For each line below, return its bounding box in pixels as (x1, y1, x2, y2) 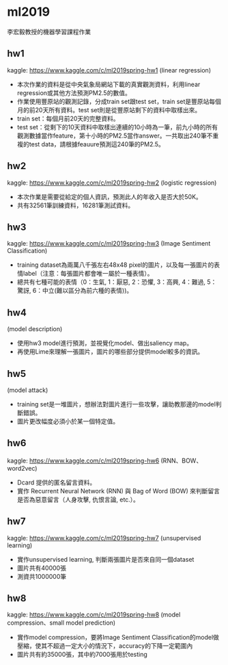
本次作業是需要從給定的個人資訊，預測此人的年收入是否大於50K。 (16, 192, 203, 200)
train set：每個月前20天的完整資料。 (16, 114, 119, 122)
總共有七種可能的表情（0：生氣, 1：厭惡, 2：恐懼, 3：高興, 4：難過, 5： (16, 278, 217, 286)
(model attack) (7, 386, 48, 394)
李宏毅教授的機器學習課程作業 (7, 27, 91, 36)
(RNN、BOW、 (160, 456, 203, 465)
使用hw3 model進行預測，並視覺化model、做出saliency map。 (16, 339, 193, 348)
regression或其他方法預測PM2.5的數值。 (16, 88, 131, 96)
